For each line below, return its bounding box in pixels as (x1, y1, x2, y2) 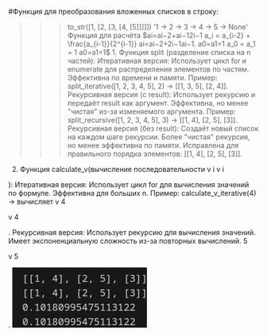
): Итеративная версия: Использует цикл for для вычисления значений (8, 180, 250, 189)
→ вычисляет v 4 (8, 197, 66, 206)
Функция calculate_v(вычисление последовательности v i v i (19, 165, 225, 174)
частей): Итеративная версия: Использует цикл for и (67, 56, 247, 65)
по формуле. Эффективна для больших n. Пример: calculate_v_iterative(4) (8, 189, 257, 197)
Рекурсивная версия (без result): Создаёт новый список (67, 123, 259, 133)
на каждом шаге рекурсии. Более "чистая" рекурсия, (67, 132, 250, 142)
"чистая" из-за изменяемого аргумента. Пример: (67, 107, 236, 116)
